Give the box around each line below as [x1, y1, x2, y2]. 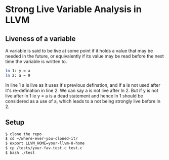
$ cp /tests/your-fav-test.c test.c [5, 145, 82, 151]
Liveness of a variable [5, 34, 76, 43]
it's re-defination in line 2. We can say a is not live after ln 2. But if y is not [5, 87, 158, 93]
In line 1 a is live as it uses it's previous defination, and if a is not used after [5, 82, 160, 88]
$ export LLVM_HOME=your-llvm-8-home [5, 141, 85, 146]
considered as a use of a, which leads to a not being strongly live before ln [5, 98, 161, 104]
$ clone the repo [5, 131, 42, 137]
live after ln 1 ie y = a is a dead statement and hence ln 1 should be [5, 92, 143, 99]
